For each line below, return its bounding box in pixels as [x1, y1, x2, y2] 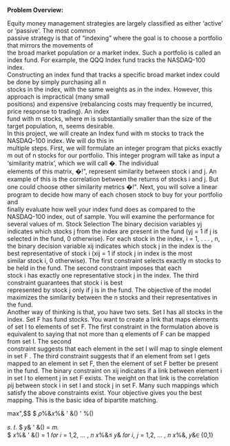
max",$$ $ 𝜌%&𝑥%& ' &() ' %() [7, 409, 94, 417]
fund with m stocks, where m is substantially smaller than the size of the [7, 115, 212, 123]
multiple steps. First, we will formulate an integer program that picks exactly [7, 144, 222, 152]
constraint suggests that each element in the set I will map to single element [7, 345, 223, 353]
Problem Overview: [7, 6, 64, 14]
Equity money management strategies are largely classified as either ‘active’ [7, 19, 223, 27]
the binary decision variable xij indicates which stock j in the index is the [7, 242, 212, 250]
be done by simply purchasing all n [7, 78, 107, 86]
